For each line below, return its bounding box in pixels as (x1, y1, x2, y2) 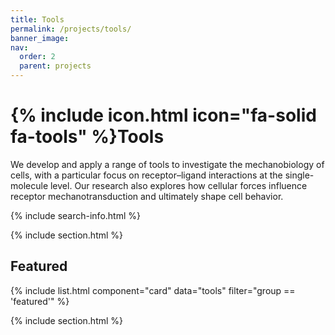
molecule (10, 179, 49, 191)
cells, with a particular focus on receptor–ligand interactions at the (10, 169, 283, 181)
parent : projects (19, 61, 92, 71)
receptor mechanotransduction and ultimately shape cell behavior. (10, 190, 284, 202)
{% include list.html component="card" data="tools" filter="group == (10, 284, 296, 296)
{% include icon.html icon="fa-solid (10, 104, 317, 127)
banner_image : (10, 33, 70, 43)
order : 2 (19, 52, 56, 62)
